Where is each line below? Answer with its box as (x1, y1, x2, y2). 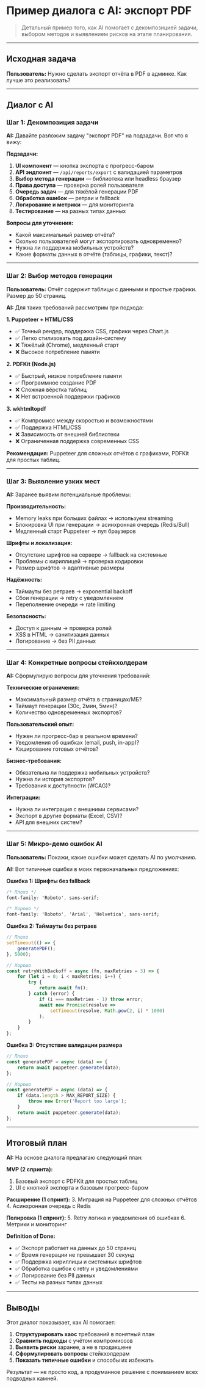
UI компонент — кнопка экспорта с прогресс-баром (15, 162, 154, 170)
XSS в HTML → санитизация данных (15, 631, 110, 638)
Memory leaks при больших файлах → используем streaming (15, 515, 173, 522)
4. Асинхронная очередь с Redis (6, 1202, 92, 1210)
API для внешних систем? (15, 819, 83, 826)
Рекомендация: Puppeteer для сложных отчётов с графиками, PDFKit (6, 449, 189, 457)
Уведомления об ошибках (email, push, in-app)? (15, 739, 140, 746)
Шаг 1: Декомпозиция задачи (6, 118, 99, 127)
